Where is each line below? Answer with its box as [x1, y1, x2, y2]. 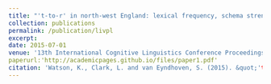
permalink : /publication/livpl [8, 26, 114, 34]
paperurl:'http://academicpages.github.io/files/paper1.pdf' [8, 57, 219, 65]
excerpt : [8, 34, 38, 42]
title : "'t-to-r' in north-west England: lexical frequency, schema [8, 11, 244, 20]
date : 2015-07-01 [8, 42, 67, 50]
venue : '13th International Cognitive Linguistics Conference [8, 49, 222, 57]
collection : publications [8, 19, 95, 27]
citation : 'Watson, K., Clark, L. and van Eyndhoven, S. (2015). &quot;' [8, 64, 262, 72]
